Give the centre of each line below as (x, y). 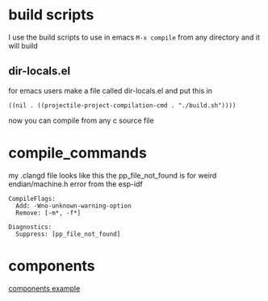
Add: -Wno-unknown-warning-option (73, 206)
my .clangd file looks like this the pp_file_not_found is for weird (113, 175)
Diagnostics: (30, 227)
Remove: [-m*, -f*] (48, 213)
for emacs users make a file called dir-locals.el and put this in (110, 90)
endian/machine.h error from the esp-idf (75, 184)
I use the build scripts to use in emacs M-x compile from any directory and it (134, 37)
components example (44, 288)
